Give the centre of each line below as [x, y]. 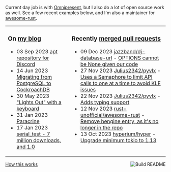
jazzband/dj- [130, 51]
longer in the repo [102, 127]
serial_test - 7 [33, 134]
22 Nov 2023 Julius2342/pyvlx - [121, 96]
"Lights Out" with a [39, 102]
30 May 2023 [33, 96]
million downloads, [39, 140]
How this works [22, 164]
